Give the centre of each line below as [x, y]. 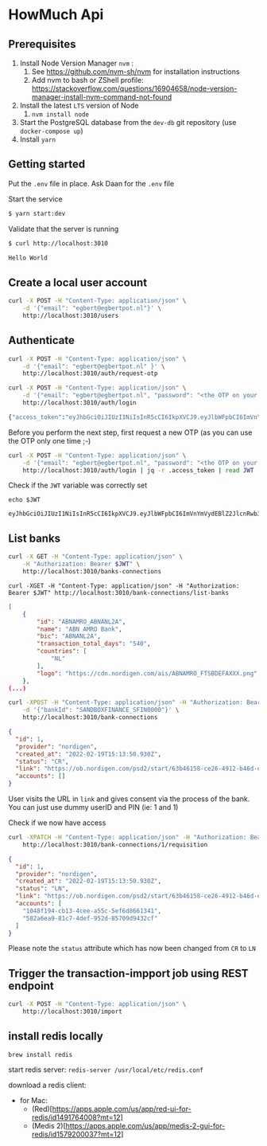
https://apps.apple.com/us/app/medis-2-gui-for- [145, 1125]
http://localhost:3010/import [73, 1012]
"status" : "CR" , [42, 761]
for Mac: [33, 1100]
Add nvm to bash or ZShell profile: [88, 80]
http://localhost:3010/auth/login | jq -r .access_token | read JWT [138, 470]
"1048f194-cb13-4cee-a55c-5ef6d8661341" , [92, 911]
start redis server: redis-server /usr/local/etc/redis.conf [106, 1070]
